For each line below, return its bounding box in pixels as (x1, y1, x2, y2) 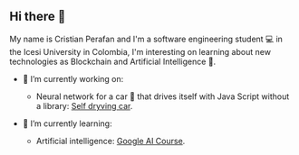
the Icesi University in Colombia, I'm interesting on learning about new (9, 46, 272, 57)
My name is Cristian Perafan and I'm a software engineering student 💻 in (9, 33, 284, 44)
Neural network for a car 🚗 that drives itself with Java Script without (35, 91, 290, 102)
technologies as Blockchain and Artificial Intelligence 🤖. (9, 56, 217, 67)
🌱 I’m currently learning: (22, 118, 112, 129)
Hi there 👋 (9, 9, 66, 24)
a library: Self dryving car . (35, 100, 133, 111)
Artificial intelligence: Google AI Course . (35, 135, 186, 146)
